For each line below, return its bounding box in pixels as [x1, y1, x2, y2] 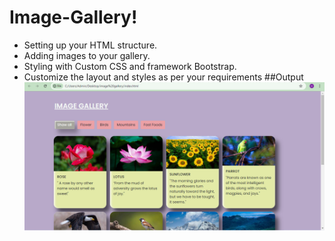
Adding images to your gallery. [23, 49, 151, 61]
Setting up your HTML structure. [23, 39, 158, 51]
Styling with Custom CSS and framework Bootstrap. [23, 60, 237, 72]
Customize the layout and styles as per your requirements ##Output [23, 71, 304, 83]
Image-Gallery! [9, 6, 138, 29]
